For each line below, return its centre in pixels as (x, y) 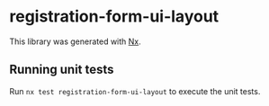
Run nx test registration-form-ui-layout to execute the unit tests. (135, 91)
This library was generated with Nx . (75, 41)
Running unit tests (62, 70)
